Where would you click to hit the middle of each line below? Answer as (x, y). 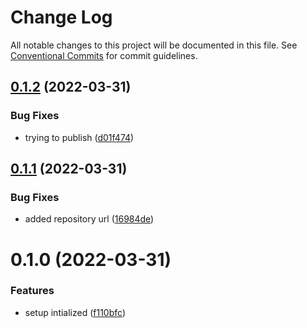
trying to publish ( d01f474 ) (79, 137)
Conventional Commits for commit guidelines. (104, 55)
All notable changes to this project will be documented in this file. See (154, 45)
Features (32, 291)
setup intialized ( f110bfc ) (75, 312)
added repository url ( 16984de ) (89, 219)
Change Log (61, 17)
